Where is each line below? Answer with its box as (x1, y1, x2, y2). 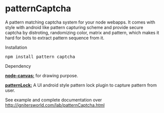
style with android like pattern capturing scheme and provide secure (5, 24, 143, 30)
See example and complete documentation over (5, 97, 102, 103)
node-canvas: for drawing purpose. (5, 72, 79, 79)
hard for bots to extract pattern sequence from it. (5, 35, 105, 41)
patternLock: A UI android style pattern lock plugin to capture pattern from (5, 82, 157, 88)
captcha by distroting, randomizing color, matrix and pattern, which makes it (5, 29, 160, 35)
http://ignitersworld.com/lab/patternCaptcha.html (5, 102, 105, 108)
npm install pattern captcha (5, 54, 75, 59)
